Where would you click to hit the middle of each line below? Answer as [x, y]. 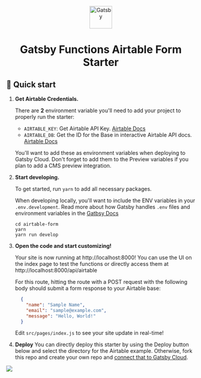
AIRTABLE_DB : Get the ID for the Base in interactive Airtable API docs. [108, 135]
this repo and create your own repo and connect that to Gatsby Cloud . [101, 358]
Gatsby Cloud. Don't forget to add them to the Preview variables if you [102, 159]
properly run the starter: [45, 117]
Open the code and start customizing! [63, 246]
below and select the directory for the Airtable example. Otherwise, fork [104, 351]
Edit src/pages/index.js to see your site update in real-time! [89, 333]
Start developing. [37, 177]
